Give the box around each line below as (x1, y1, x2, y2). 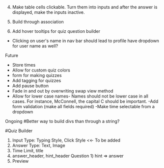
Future (5, 52, 19, 58)
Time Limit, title (12, 148, 44, 153)
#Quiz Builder (5, 128, 33, 134)
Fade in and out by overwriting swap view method (12, 88, 114, 94)
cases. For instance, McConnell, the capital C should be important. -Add (12, 98, 159, 104)
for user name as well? (12, 43, 58, 48)
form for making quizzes (12, 72, 62, 78)
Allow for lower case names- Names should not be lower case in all (12, 93, 149, 99)
